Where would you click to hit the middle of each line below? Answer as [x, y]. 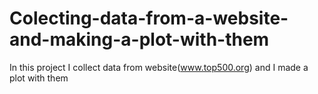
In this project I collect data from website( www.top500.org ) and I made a [159, 67]
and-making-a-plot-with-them [139, 39]
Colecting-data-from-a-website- [149, 18]
